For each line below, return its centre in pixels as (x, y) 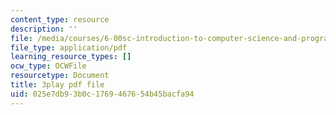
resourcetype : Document (60, 76)
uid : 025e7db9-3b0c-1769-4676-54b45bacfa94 (102, 94)
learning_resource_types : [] (71, 57)
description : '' (44, 29)
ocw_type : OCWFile (48, 66)
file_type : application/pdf (69, 47)
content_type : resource (60, 19)
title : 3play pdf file (57, 85)
